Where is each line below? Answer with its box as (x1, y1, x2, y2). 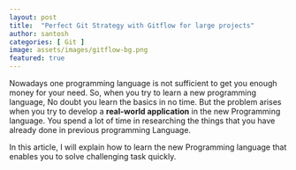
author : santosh (9, 29, 69, 38)
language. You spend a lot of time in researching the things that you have (9, 115, 276, 126)
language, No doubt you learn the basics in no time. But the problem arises (9, 97, 282, 107)
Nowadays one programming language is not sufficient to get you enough (9, 78, 277, 88)
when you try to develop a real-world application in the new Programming (9, 107, 281, 116)
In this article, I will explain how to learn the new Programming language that (9, 142, 287, 152)
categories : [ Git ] (9, 37, 86, 47)
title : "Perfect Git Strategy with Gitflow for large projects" (9, 21, 254, 30)
